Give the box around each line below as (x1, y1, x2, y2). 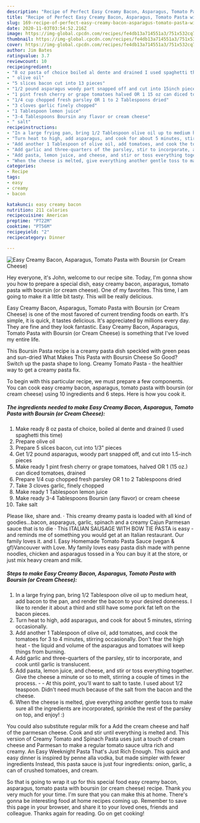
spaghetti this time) (15, 431, 63, 438)
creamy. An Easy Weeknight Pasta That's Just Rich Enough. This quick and (7, 748, 191, 755)
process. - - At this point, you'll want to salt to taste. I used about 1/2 (15, 679, 183, 687)
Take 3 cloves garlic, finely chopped (15, 482, 104, 489)
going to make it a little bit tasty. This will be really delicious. (7, 293, 154, 300)
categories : (7, 163, 36, 169)
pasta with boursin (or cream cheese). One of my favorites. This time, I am (7, 286, 189, 294)
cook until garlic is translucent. (15, 660, 91, 668)
